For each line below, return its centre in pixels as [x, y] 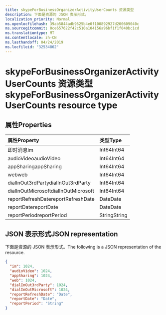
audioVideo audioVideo [34, 158]
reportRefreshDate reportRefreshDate [51, 199]
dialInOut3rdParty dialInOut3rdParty [49, 183]
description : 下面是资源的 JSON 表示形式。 [47, 14]
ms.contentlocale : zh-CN [31, 38]
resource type [88, 105]
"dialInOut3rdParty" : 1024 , [39, 285]
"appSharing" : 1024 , [31, 276]
